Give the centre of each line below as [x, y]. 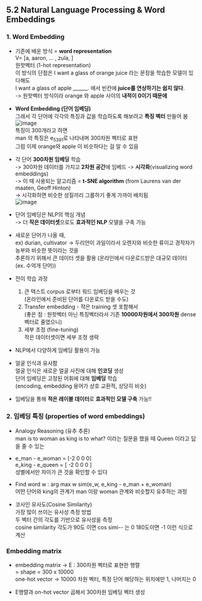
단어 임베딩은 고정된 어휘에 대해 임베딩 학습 [66, 379]
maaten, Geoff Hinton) [43, 188]
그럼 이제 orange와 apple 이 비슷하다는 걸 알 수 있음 [77, 146]
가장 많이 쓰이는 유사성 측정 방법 [53, 512]
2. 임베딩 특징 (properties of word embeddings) [76, 416]
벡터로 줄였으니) [43, 322]
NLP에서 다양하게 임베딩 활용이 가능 [58, 350]
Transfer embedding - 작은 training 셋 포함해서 [81, 307]
